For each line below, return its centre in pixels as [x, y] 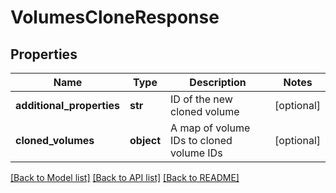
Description [218, 82]
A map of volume [210, 128]
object [145, 140]
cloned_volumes [55, 140]
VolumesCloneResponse [115, 17]
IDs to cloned [201, 140]
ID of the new [201, 99]
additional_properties [67, 105]
